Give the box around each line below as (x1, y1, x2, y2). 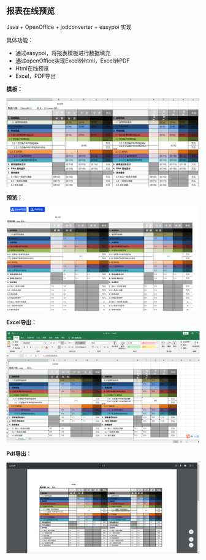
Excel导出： (6, 318, 37, 326)
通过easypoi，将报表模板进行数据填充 (15, 49, 111, 56)
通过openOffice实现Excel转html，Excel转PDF (15, 57, 130, 64)
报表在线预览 (6, 6, 55, 17)
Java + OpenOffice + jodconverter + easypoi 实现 (6, 23, 132, 31)
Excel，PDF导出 (15, 72, 56, 80)
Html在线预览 (15, 64, 49, 72)
